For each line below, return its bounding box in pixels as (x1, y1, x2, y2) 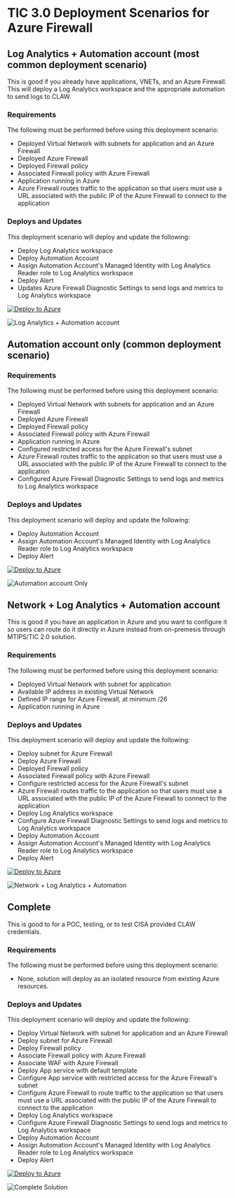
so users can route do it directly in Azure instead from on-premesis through (7, 625, 226, 633)
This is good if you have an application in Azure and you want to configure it (7, 618, 227, 626)
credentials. (7, 927, 41, 935)
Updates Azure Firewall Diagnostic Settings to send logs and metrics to (17, 283, 223, 292)
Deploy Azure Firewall (17, 756, 81, 765)
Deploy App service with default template (17, 1066, 137, 1075)
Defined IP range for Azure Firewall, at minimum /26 (17, 695, 168, 703)
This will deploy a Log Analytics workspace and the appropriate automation (7, 85, 225, 93)
